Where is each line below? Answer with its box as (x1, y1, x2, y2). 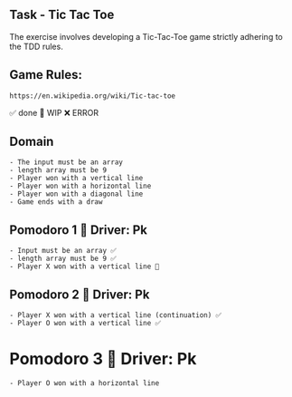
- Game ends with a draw (9, 198, 103, 207)
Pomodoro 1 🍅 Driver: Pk (9, 222, 147, 237)
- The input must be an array (9, 158, 124, 167)
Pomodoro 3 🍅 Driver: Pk (9, 349, 197, 370)
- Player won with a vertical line (9, 174, 144, 183)
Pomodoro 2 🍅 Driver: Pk (9, 286, 150, 302)
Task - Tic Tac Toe (9, 7, 115, 23)
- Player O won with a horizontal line (9, 379, 160, 388)
